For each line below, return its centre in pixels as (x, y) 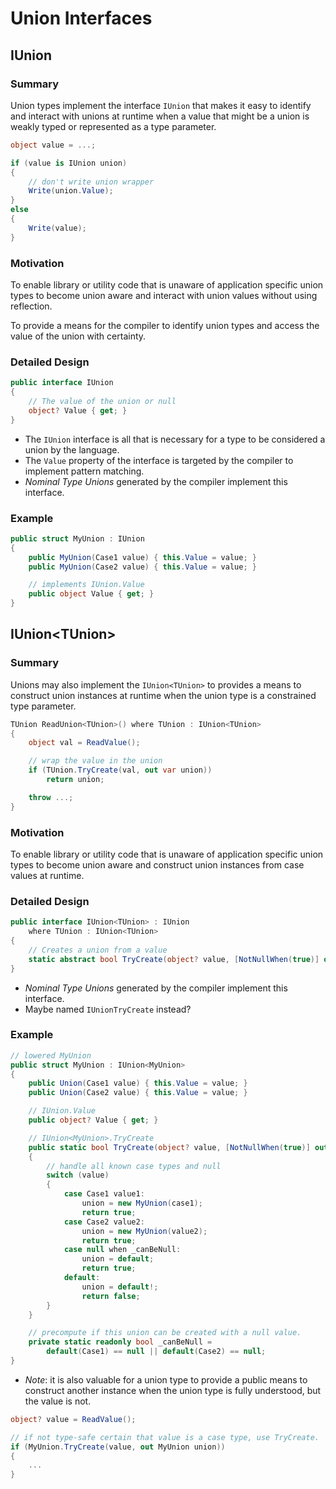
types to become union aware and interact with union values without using (164, 295)
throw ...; (51, 797)
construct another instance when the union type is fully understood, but (173, 1390)
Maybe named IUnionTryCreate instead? (108, 1009)
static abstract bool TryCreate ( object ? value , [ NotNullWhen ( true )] (174, 959)
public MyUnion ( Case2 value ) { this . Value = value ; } (142, 567)
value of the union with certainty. (78, 336)
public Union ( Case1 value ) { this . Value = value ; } (138, 1083)
